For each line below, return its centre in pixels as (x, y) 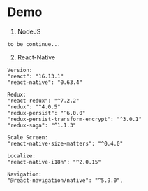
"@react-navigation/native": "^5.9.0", (65, 180)
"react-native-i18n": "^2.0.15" (54, 162)
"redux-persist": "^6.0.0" (46, 113)
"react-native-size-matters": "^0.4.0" (65, 143)
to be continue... (34, 44)
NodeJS (29, 31)
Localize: (22, 156)
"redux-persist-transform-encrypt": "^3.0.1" (74, 119)
